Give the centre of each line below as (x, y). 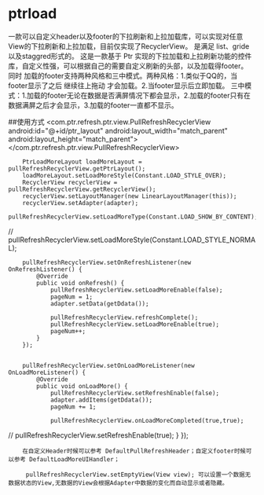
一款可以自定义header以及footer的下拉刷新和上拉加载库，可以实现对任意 (126, 36)
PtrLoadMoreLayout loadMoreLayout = (82, 162)
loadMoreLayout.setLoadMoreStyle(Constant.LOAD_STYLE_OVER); (124, 175)
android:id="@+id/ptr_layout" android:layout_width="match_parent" (118, 130)
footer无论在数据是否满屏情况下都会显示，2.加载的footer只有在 (149, 95)
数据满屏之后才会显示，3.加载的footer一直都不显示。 (93, 105)
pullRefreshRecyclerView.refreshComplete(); (124, 317)
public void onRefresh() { (81, 283)
